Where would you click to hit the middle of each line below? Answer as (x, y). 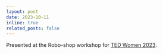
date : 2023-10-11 (28, 17)
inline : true (22, 23)
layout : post (22, 12)
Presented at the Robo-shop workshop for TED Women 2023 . (82, 45)
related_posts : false (33, 28)
